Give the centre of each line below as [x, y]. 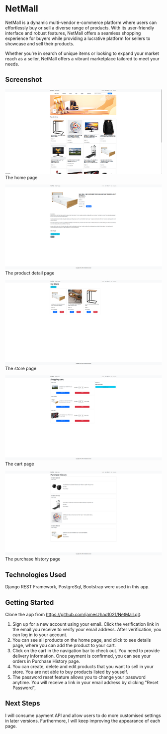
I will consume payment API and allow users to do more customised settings [83, 715]
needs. [12, 64]
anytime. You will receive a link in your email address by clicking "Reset [85, 683]
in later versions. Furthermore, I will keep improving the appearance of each [83, 721]
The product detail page [30, 273]
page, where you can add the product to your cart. [64, 645]
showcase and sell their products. [40, 43]
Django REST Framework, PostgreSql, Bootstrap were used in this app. [78, 587]
